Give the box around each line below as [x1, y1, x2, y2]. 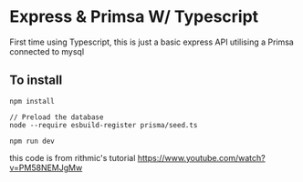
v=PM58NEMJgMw [9, 162, 83, 173]
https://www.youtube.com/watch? [137, 152, 266, 163]
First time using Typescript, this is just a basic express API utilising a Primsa [9, 36, 294, 47]
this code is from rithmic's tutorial [9, 152, 136, 163]
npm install [9, 96, 55, 106]
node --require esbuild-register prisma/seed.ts [9, 120, 198, 129]
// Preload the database [9, 112, 104, 122]
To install [9, 73, 63, 88]
